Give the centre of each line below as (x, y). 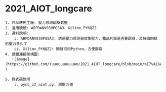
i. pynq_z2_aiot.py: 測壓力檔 (43, 85)
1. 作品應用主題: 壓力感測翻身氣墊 (37, 23)
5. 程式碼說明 (18, 79)
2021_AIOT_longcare (49, 9)
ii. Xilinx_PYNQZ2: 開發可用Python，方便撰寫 (58, 49)
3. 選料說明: (17, 33)
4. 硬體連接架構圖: (22, 54)
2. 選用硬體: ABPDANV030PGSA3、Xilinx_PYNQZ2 (51, 28)
